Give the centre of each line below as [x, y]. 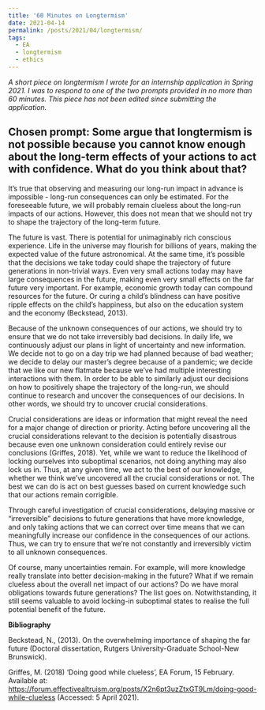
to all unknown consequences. [58, 552]
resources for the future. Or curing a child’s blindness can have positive [124, 296]
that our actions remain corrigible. [63, 494]
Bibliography [30, 625]
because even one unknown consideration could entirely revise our [118, 444]
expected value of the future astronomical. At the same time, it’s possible [127, 254]
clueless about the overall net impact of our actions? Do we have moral [123, 584]
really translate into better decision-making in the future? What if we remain [131, 576]
